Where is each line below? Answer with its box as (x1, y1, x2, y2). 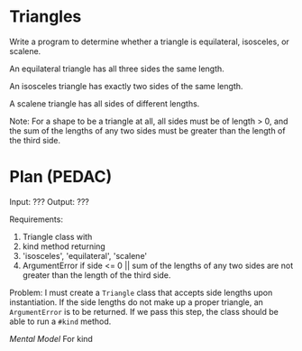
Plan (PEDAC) (9, 167, 113, 187)
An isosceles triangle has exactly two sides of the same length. (9, 80, 243, 91)
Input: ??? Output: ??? (9, 196, 90, 207)
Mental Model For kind (9, 333, 93, 344)
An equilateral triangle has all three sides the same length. (9, 63, 225, 74)
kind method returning (22, 241, 105, 252)
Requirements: (9, 214, 63, 225)
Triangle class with (22, 231, 93, 242)
